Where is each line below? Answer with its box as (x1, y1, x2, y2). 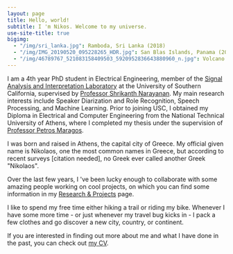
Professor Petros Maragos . (7, 126, 85, 134)
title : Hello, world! (7, 17, 70, 24)
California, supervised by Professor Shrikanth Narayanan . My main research (7, 89, 225, 97)
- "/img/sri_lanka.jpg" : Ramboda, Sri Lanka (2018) (13, 42, 166, 49)
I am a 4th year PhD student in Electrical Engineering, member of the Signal (7, 74, 223, 83)
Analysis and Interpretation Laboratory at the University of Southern (7, 81, 201, 90)
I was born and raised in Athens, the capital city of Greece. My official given (7, 139, 224, 148)
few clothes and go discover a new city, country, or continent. (7, 218, 184, 226)
